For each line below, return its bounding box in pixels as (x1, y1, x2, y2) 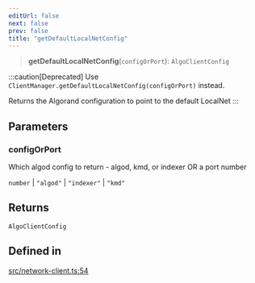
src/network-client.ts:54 (8, 265, 89, 275)
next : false (8, 19, 48, 27)
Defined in (8, 244, 62, 258)
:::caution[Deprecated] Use (8, 72, 99, 81)
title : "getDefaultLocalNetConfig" (8, 34, 128, 43)
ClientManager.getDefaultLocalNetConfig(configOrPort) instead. (8, 81, 225, 90)
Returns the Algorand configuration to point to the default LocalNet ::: (8, 96, 240, 106)
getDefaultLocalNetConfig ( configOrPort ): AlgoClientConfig (27, 56, 230, 66)
